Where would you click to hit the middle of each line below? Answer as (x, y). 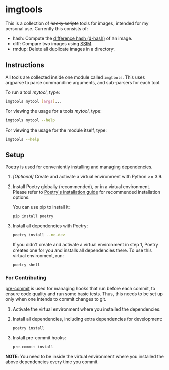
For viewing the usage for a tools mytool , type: (53, 111)
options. (21, 197)
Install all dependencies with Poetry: (50, 226)
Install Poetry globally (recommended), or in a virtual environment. (81, 187)
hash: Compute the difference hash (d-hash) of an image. (72, 38)
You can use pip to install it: (41, 207)
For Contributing (26, 277)
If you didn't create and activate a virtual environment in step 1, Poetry (85, 244)
